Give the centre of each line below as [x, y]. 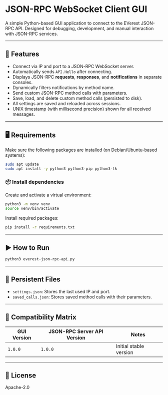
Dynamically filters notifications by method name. [63, 87]
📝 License [21, 375]
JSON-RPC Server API [76, 331]
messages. [24, 114]
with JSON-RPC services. [32, 34]
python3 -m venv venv [28, 204]
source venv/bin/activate [32, 209]
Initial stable [130, 346]
